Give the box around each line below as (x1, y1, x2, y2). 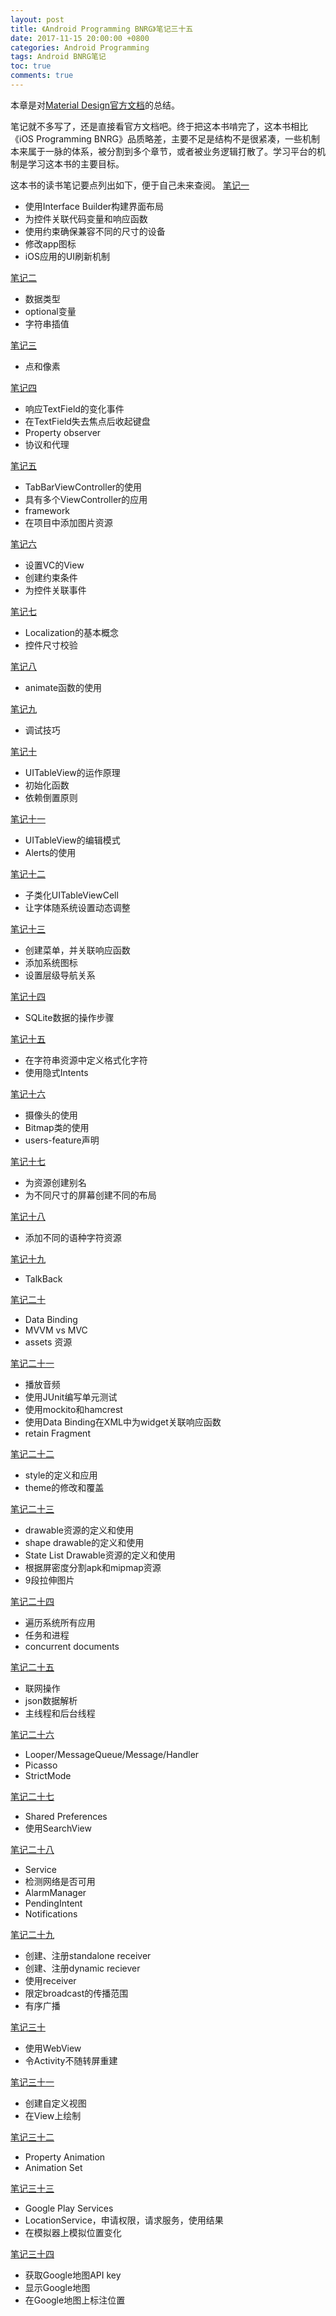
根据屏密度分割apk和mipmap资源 (24, 1561, 162, 1573)
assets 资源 (24, 1336, 73, 1348)
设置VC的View (24, 559, 85, 571)
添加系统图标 (24, 956, 78, 968)
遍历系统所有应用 (24, 1616, 96, 1628)
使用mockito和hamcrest (24, 1403, 123, 1415)
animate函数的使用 (24, 681, 103, 693)
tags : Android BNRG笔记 (10, 52, 107, 62)
